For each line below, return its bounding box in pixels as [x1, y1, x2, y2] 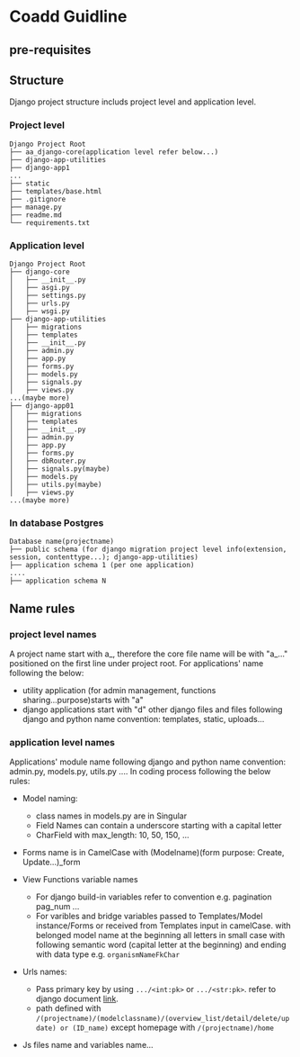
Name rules [9, 601, 75, 616]
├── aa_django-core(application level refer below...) [9, 147, 219, 157]
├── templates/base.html [9, 186, 102, 195]
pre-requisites [9, 42, 92, 58]
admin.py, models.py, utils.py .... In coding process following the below [9, 766, 271, 777]
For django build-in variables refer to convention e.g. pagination [35, 891, 272, 902]
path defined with [35, 1003, 101, 1014]
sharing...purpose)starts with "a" [22, 694, 144, 705]
